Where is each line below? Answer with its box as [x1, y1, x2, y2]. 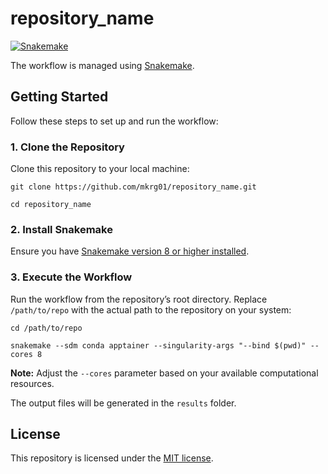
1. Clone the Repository [10, 140, 125, 154]
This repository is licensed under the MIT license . [10, 452, 214, 464]
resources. [10, 377, 55, 389]
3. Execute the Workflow [10, 270, 133, 284]
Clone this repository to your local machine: [10, 163, 190, 175]
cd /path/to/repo [10, 323, 83, 333]
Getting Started [10, 88, 109, 106]
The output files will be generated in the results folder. [10, 397, 237, 409]
